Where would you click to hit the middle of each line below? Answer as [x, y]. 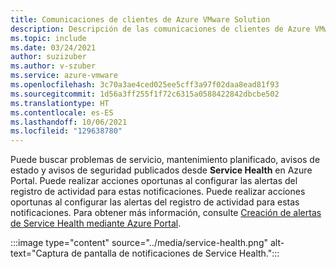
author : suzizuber [48, 57]
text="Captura [40, 253]
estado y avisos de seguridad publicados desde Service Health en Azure [161, 170]
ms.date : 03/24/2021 [53, 47]
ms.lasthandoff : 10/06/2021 [69, 122]
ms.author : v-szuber [53, 66]
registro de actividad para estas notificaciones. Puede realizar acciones [158, 192]
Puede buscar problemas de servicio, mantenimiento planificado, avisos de [165, 160]
